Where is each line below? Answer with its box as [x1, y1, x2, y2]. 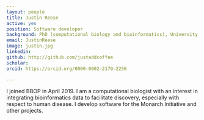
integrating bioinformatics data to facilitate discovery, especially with [6, 94, 180, 101]
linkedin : [6, 49, 32, 55]
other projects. [6, 107, 44, 115]
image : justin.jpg [6, 43, 53, 49]
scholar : [6, 60, 29, 66]
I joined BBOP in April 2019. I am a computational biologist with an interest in [6, 88, 199, 95]
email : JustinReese [6, 37, 56, 43]
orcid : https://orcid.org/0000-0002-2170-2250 [6, 65, 127, 72]
